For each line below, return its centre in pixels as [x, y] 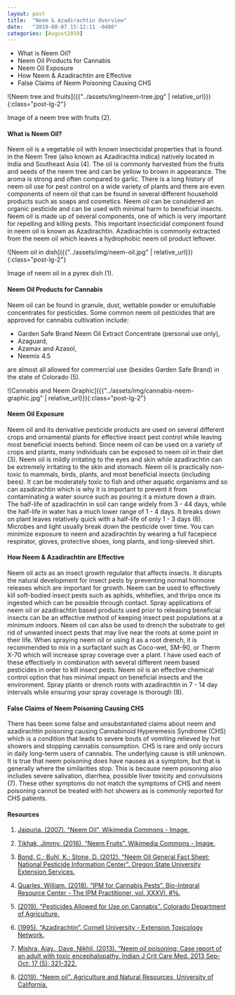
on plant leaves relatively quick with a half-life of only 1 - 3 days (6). [105, 519]
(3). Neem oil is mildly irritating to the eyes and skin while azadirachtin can [115, 459]
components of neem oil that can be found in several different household [113, 194]
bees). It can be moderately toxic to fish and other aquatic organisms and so [117, 482]
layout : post [26, 14]
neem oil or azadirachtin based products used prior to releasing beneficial [114, 610]
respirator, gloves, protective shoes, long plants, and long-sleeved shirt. [111, 541]
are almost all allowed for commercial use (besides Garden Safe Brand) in [113, 370]
